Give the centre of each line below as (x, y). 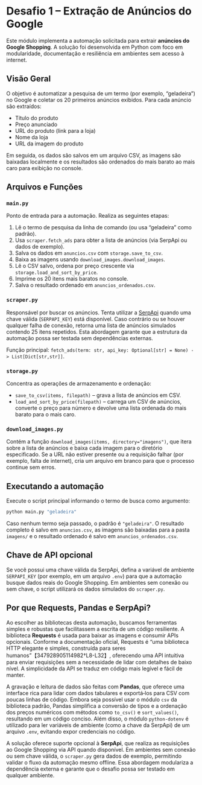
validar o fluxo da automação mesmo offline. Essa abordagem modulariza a (100, 762)
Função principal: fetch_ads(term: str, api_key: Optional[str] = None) (97, 350)
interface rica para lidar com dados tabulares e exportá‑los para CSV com (98, 693)
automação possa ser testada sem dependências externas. (80, 338)
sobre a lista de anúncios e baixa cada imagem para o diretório (84, 448)
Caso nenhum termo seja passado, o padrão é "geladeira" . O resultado (95, 524)
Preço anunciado (36, 124)
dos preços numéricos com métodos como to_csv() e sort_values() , (93, 712)
